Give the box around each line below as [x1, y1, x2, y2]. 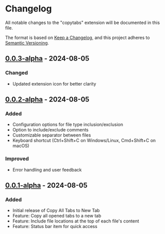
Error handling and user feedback [12, 166, 82, 172]
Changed [5, 69, 28, 76]
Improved [5, 155, 29, 162]
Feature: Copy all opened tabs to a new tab [12, 213, 101, 219]
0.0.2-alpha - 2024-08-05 [5, 95, 89, 104]
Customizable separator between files [12, 132, 91, 138]
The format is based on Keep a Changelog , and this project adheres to [5, 34, 150, 40]
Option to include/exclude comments [12, 127, 89, 133]
